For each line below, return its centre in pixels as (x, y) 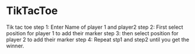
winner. (15, 46)
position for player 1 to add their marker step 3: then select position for (92, 33)
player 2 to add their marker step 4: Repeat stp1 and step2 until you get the (98, 39)
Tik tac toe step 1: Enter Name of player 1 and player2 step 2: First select (95, 27)
